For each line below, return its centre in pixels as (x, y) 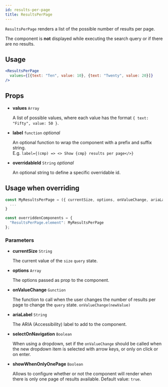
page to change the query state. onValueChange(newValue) (71, 305)
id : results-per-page (28, 10)
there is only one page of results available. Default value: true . (77, 379)
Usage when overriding (42, 188)
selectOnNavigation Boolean (42, 334)
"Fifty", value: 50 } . (35, 123)
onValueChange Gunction (39, 290)
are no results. (20, 44)
